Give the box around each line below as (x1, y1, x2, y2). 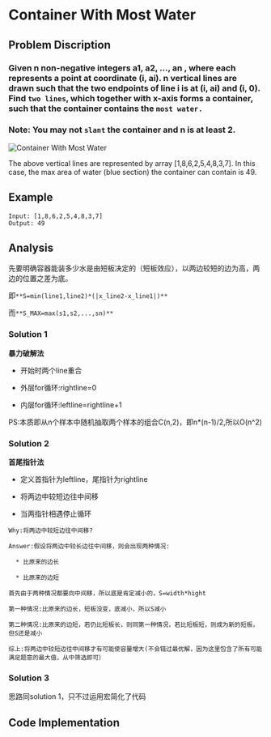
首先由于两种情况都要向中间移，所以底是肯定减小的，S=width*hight (8, 590, 206, 598)
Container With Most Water (8, 6, 197, 24)
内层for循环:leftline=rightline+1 (19, 399, 122, 410)
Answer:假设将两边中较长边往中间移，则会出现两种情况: (8, 543, 170, 551)
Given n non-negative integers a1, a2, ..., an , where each (8, 62, 236, 74)
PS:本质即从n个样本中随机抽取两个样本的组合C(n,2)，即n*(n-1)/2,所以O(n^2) (8, 417, 263, 427)
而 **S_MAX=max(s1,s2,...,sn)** (8, 308, 114, 317)
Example (8, 190, 53, 204)
